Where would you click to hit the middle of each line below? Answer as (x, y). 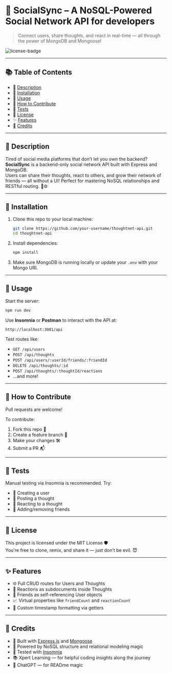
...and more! (25, 376)
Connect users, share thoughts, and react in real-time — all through (89, 35)
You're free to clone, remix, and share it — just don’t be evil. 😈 (71, 550)
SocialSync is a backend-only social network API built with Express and (81, 164)
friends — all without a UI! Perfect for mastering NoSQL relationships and (82, 181)
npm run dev (18, 310)
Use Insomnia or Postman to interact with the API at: (61, 320)
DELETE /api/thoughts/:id (40, 365)
